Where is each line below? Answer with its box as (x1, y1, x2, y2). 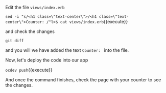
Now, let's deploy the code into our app (5, 57, 88, 63)
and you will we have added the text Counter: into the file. (5, 47, 129, 53)
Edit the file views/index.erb (5, 5, 65, 10)
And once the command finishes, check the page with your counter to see (5, 77, 161, 83)
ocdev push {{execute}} (5, 67, 53, 73)
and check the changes (5, 28, 55, 35)
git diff (5, 38, 24, 43)
